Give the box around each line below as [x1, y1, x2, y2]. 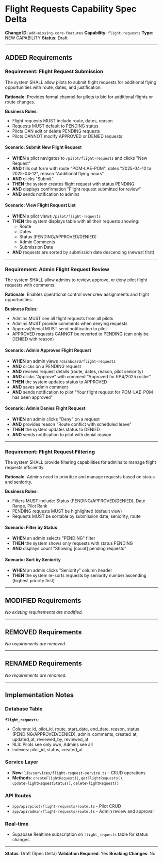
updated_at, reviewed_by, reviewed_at [12, 736, 89, 742]
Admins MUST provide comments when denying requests [12, 321, 128, 326]
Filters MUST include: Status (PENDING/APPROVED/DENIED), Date [12, 498, 146, 504]
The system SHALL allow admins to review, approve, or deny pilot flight [5, 277, 147, 283]
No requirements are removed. [5, 641, 66, 647]
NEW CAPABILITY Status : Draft [5, 35, 68, 41]
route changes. [5, 99, 35, 105]
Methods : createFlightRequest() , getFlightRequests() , [12, 775, 124, 780]
